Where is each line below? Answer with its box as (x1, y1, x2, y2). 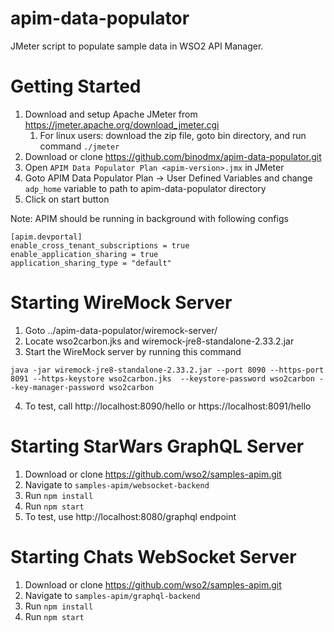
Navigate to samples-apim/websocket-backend (24, 478, 210, 491)
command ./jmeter (39, 140, 120, 152)
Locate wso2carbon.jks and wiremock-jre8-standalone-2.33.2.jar (24, 335, 295, 347)
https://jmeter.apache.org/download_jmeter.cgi (24, 118, 220, 131)
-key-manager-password (10, 382, 105, 392)
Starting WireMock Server (10, 292, 233, 314)
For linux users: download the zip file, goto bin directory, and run (39, 129, 307, 141)
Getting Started (10, 75, 142, 98)
